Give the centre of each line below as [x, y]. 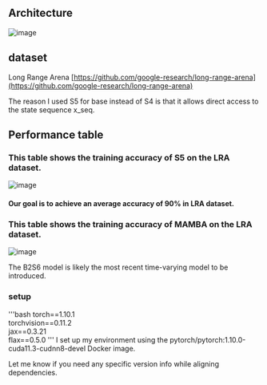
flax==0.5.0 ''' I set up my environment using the [88, 339]
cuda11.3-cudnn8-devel [47, 348]
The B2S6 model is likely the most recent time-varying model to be [118, 267]
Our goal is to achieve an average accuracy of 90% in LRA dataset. [121, 203]
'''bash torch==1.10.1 [42, 314]
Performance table [56, 135]
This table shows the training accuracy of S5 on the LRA [119, 157]
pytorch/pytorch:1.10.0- [207, 339]
